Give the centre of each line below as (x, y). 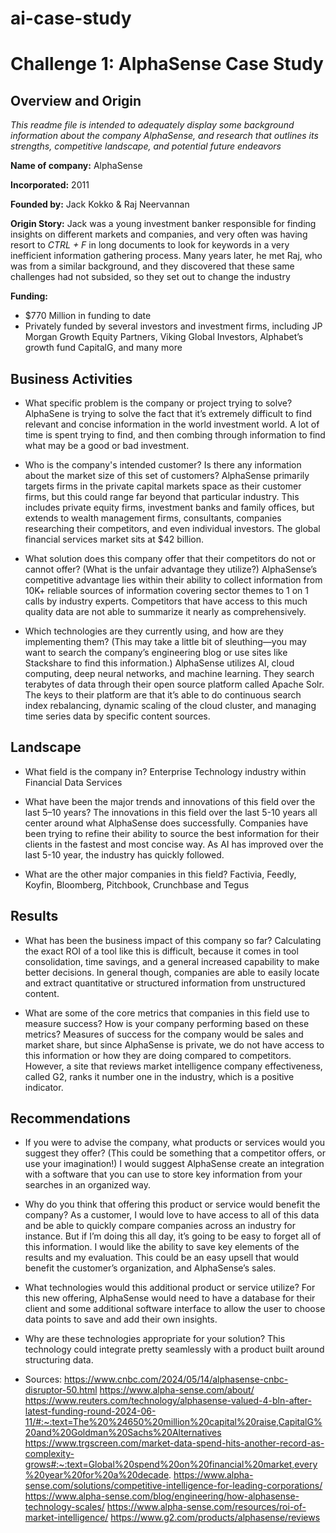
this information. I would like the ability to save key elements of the (162, 1247)
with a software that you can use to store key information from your (163, 1174)
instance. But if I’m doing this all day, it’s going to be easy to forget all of (173, 1236)
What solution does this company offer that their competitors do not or (170, 558)
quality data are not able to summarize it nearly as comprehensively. (165, 611)
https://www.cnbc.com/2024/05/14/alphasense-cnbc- (176, 1379)
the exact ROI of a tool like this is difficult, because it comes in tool (161, 951)
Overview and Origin (76, 100)
